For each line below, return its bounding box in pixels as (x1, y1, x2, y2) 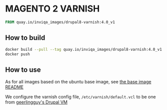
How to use (5, 65, 41, 74)
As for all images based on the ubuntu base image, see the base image (5, 79, 151, 85)
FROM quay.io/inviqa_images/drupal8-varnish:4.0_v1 (5, 20, 115, 25)
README (5, 84, 24, 90)
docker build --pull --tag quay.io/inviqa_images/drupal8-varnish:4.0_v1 (5, 47, 162, 52)
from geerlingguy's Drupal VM (5, 99, 67, 105)
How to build (5, 34, 45, 42)
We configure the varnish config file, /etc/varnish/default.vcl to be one (5, 94, 156, 100)
